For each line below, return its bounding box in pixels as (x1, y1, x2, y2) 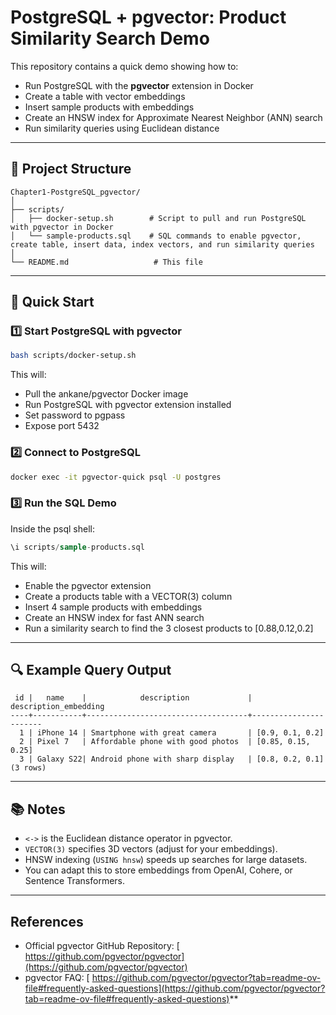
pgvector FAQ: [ (24, 972, 90, 984)
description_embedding (10, 702, 105, 712)
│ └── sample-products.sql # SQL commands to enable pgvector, (10, 231, 302, 241)
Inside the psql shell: (10, 522, 95, 535)
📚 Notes (10, 801, 66, 818)
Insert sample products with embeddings (24, 101, 195, 113)
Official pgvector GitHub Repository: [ (24, 940, 180, 952)
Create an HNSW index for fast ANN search (24, 611, 205, 623)
